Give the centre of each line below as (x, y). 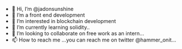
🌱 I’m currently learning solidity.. (50, 27)
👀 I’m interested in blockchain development (64, 21)
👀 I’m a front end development (48, 15)
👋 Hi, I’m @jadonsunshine (43, 9)
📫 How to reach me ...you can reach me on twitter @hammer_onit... (94, 40)
